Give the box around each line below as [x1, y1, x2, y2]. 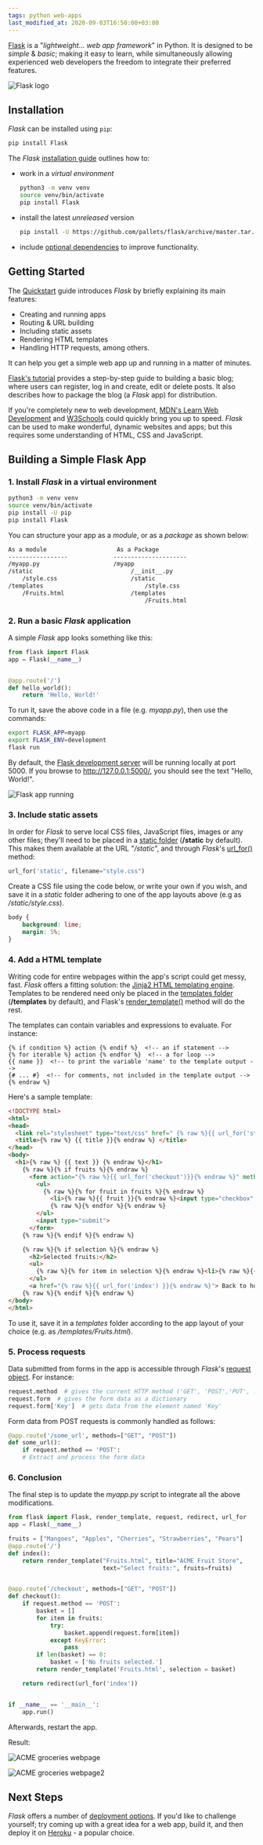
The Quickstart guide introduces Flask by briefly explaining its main [8, 286, 225, 295]
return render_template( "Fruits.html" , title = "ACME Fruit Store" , [22, 1557, 243, 1565]
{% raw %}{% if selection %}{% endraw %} [22, 1246, 159, 1254]
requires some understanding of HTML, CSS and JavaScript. [8, 430, 204, 440]
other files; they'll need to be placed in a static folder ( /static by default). [8, 836, 243, 845]
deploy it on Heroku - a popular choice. [8, 1828, 135, 1838]
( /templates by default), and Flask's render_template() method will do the [8, 997, 245, 1006]
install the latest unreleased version [19, 213, 135, 222]
